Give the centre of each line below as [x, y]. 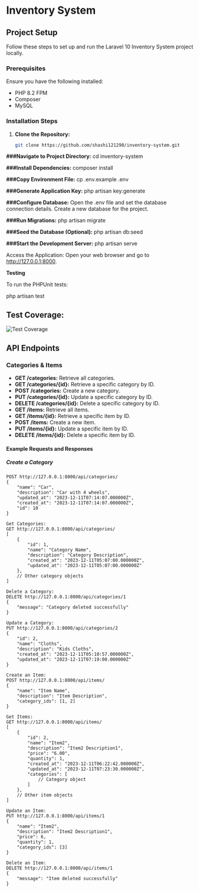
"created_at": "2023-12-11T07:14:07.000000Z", [75, 503]
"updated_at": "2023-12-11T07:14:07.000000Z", [75, 498]
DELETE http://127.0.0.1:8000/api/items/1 [59, 868]
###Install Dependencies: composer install [60, 168]
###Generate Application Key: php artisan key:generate [76, 191]
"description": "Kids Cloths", [56, 649]
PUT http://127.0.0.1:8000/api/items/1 [56, 816]
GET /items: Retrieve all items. [52, 410]
